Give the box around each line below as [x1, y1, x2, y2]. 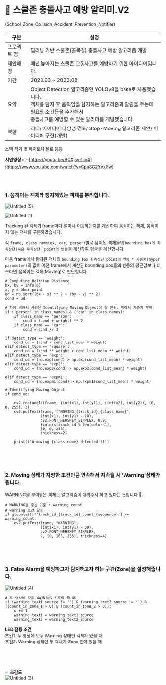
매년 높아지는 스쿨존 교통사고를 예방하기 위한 [30, 60, 128, 67]
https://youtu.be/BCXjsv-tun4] [30, 156, 92, 162]
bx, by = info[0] [5, 283, 41, 288]
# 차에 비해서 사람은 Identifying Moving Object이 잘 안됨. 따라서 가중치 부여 [5, 305, 153, 310]
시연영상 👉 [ [5, 156, 31, 162]
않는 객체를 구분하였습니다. [10, 229, 62, 235]
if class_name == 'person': [14, 314, 72, 319]
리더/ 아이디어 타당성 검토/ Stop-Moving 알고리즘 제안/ [30, 125, 153, 131]
